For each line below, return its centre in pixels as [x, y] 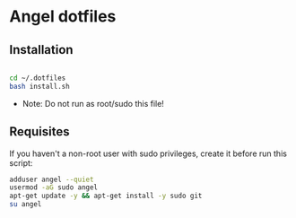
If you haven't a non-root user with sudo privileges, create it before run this [148, 153]
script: [21, 162]
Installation [41, 50]
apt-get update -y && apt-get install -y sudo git [106, 196]
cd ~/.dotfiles [38, 78]
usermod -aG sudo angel [54, 187]
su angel [26, 205]
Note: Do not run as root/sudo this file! [93, 103]
